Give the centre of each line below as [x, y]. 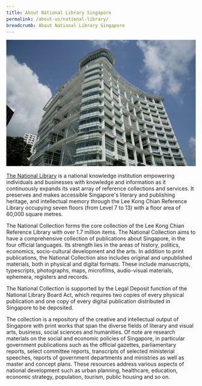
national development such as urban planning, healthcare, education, [92, 370]
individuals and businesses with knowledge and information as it [86, 182]
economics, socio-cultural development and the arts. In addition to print [95, 251]
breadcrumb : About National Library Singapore [66, 25]
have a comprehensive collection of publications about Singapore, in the [96, 238]
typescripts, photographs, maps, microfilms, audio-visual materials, [90, 270]
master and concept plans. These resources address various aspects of [95, 364]
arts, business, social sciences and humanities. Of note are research [91, 332]
